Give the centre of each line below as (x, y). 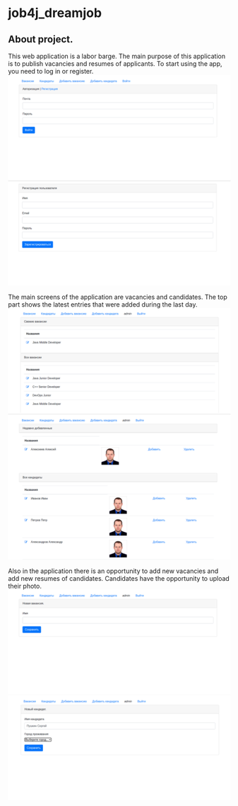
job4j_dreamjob (55, 13)
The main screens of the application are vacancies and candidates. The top (118, 297)
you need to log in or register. (51, 71)
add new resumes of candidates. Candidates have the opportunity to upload (119, 578)
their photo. (25, 586)
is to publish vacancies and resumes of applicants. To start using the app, (115, 64)
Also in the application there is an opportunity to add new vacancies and (113, 571)
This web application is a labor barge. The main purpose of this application (117, 56)
